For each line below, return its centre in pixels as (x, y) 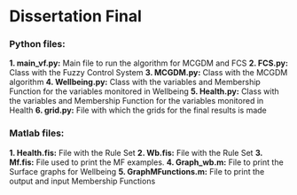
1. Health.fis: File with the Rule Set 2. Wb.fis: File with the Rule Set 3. (136, 152)
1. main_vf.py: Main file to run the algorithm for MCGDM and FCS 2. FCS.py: (148, 63)
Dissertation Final (75, 16)
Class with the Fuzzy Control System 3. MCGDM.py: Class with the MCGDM (148, 73)
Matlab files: (37, 133)
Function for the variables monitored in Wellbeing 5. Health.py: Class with (144, 91)
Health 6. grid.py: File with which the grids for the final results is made (138, 110)
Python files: (37, 44)
